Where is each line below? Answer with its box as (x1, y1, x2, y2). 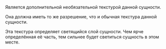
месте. (5, 39, 20, 45)
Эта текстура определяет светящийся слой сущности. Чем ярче (5, 29, 144, 34)
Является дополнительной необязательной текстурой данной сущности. (5, 4, 161, 10)
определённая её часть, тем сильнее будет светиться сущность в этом (5, 34, 159, 40)
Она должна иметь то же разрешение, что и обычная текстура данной (5, 14, 157, 19)
